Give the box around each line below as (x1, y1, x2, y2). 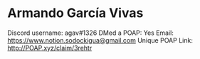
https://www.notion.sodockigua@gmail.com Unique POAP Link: (7, 36, 194, 44)
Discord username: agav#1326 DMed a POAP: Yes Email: (7, 28, 174, 37)
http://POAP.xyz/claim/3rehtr (7, 43, 93, 52)
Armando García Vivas (7, 5, 144, 21)
